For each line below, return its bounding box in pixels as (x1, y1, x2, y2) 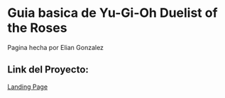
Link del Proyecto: (7, 63, 89, 75)
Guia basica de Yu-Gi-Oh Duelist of (7, 5, 218, 21)
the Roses (7, 20, 67, 36)
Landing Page (7, 82, 48, 91)
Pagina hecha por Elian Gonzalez (7, 43, 104, 51)
